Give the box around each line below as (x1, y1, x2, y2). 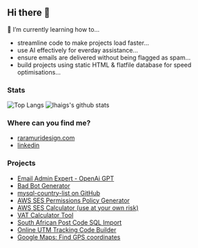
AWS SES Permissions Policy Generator (17, 196, 130, 204)
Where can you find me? (7, 118, 91, 128)
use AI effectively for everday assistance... (17, 46, 139, 54)
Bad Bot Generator (17, 181, 70, 190)
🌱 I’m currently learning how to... (7, 25, 100, 33)
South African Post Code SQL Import (17, 218, 122, 227)
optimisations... (17, 68, 61, 76)
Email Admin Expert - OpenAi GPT (17, 174, 115, 182)
